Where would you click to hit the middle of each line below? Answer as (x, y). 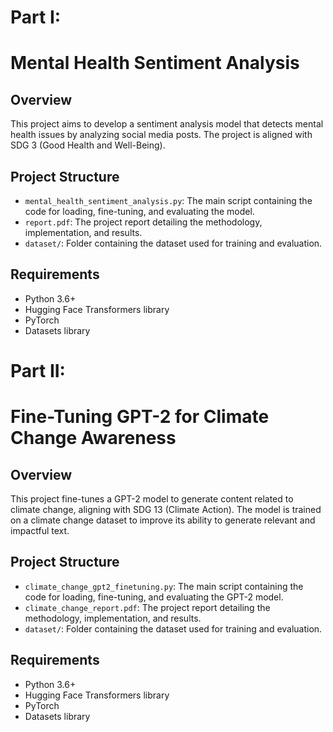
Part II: (38, 371)
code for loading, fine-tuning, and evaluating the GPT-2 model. (154, 597)
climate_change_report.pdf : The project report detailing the (147, 607)
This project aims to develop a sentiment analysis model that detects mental (167, 124)
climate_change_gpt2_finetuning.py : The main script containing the (164, 586)
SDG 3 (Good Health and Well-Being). (88, 145)
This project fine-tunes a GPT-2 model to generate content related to (152, 499)
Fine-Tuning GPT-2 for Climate (140, 417)
